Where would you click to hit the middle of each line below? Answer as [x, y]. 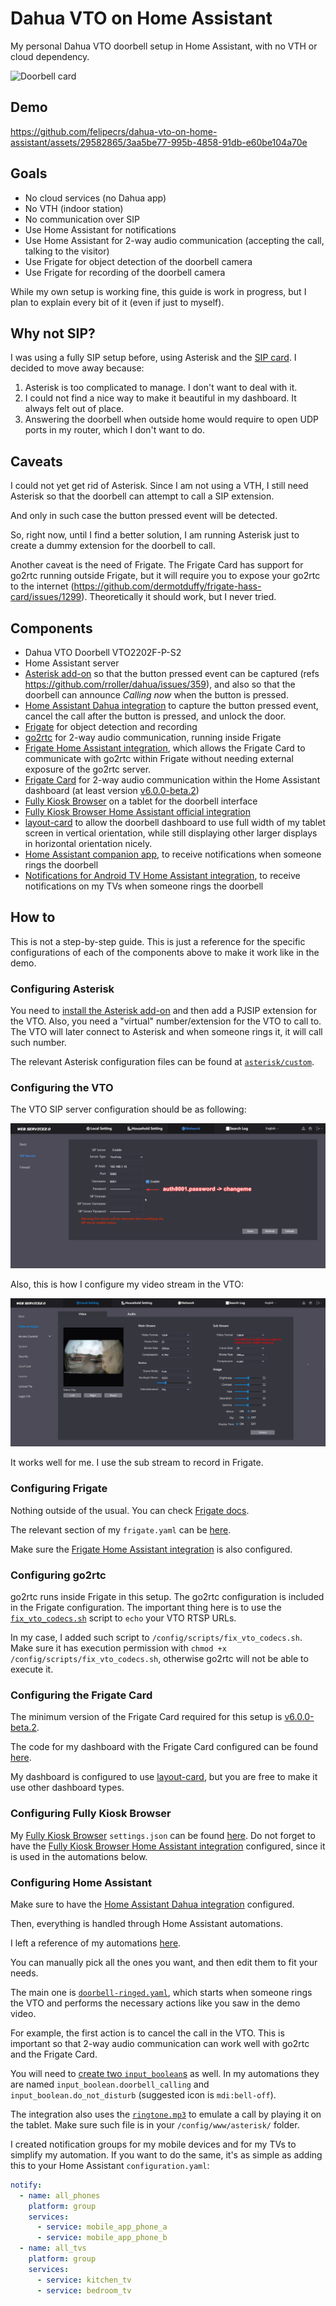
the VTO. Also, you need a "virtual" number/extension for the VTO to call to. [166, 1021]
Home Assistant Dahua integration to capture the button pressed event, [171, 705]
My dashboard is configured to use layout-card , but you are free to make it [164, 1777]
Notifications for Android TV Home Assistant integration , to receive [162, 875]
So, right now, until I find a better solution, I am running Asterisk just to [155, 535]
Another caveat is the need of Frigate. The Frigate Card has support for [157, 565]
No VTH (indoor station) [74, 208]
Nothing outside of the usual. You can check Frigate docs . [130, 1510]
